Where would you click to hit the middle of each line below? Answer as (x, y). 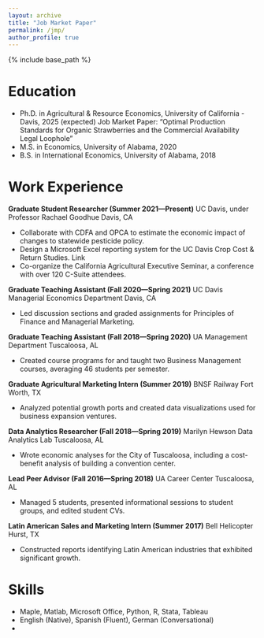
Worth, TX (25, 393)
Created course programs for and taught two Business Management (130, 361)
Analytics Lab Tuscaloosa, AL (56, 440)
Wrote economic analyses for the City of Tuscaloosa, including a (125, 455)
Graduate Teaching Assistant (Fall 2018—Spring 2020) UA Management (128, 337)
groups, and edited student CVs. (72, 511)
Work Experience (66, 187)
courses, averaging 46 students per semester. (94, 369)
